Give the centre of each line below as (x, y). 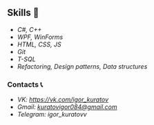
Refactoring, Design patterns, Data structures (82, 66)
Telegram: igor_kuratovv (52, 115)
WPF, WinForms (40, 37)
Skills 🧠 (23, 13)
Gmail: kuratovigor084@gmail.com (67, 107)
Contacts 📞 (25, 84)
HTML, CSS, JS (39, 44)
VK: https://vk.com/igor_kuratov (63, 100)
